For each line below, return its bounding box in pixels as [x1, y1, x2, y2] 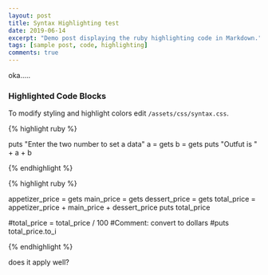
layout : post [8, 11, 52, 20]
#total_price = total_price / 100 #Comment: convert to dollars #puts [8, 218, 230, 228]
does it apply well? [8, 257, 69, 267]
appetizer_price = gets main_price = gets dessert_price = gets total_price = [8, 194, 257, 204]
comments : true [8, 49, 59, 57]
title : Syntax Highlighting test [8, 19, 120, 27]
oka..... [8, 71, 31, 80]
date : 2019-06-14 [8, 26, 66, 34]
